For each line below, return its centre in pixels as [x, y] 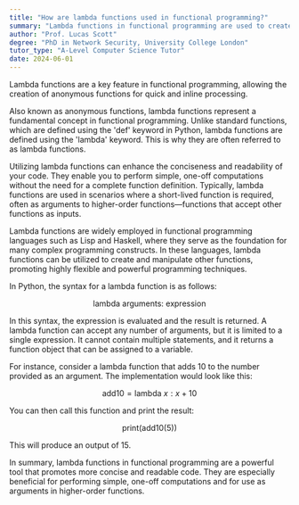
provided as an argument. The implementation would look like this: [131, 376]
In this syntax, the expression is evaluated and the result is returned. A [138, 321]
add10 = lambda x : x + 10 [149, 393]
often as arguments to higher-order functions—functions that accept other [145, 204]
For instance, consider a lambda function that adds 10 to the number [134, 366]
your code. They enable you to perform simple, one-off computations [137, 176]
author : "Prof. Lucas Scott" [63, 34]
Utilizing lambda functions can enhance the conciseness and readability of [146, 166]
